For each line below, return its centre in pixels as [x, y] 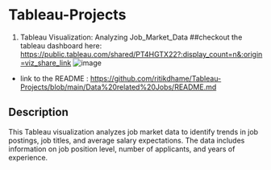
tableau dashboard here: [61, 45]
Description [38, 112]
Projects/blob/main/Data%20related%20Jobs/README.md [118, 87]
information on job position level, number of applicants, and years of [122, 149]
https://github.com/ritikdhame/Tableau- [156, 78]
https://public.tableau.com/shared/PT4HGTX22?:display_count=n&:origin [141, 54]
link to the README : [54, 78]
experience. [28, 157]
